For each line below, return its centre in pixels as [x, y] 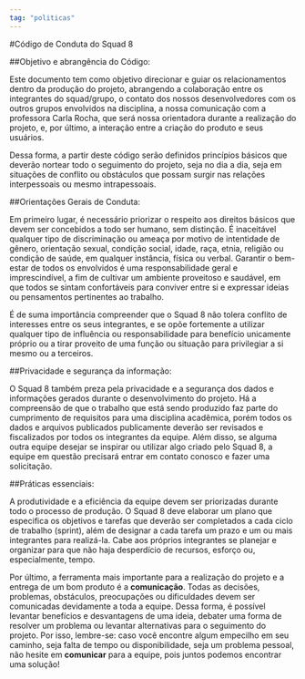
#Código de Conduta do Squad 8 [71, 44]
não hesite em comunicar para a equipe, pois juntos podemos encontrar [146, 654]
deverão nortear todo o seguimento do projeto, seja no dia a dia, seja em [146, 164]
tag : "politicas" [42, 18]
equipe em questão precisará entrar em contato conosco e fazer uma [140, 456]
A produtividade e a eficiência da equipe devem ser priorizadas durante [144, 501]
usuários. [27, 137]
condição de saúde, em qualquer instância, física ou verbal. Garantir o [141, 258]
